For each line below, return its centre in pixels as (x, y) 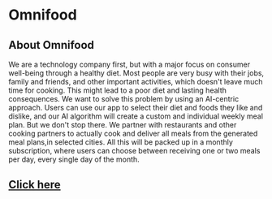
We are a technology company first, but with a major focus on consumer (129, 64)
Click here (35, 185)
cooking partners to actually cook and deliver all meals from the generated (133, 133)
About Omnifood (52, 45)
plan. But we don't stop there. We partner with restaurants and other (123, 125)
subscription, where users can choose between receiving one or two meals (134, 151)
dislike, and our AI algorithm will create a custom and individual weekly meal (136, 116)
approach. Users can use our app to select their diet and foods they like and (136, 108)
